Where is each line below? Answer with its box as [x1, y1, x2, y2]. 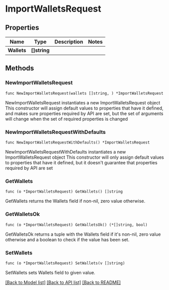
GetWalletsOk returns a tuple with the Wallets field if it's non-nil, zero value [5, 231, 161, 237]
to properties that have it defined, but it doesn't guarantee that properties [5, 159, 158, 165]
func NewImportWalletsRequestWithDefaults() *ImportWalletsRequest [5, 140, 150, 145]
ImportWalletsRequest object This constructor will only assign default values [5, 154, 164, 160]
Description [54, 39, 83, 45]
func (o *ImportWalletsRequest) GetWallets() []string [5, 189, 123, 194]
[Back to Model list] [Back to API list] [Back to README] [5, 279, 121, 285]
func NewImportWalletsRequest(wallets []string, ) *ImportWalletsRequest [5, 91, 164, 96]
